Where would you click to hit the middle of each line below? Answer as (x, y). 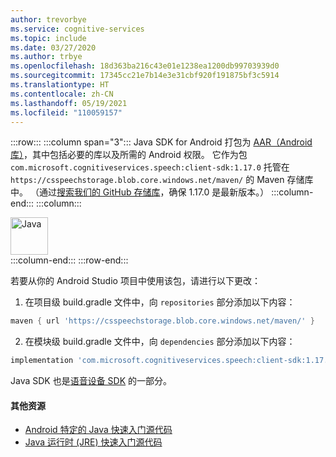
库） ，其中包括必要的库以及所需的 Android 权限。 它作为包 (129, 155)
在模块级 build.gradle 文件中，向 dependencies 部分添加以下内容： (160, 342)
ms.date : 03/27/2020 (53, 47)
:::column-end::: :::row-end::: (69, 260)
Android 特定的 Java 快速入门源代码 (98, 430)
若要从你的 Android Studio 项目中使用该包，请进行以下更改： (135, 281)
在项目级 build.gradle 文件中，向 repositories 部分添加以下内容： (160, 302)
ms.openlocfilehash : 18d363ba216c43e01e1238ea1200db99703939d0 (145, 66)
